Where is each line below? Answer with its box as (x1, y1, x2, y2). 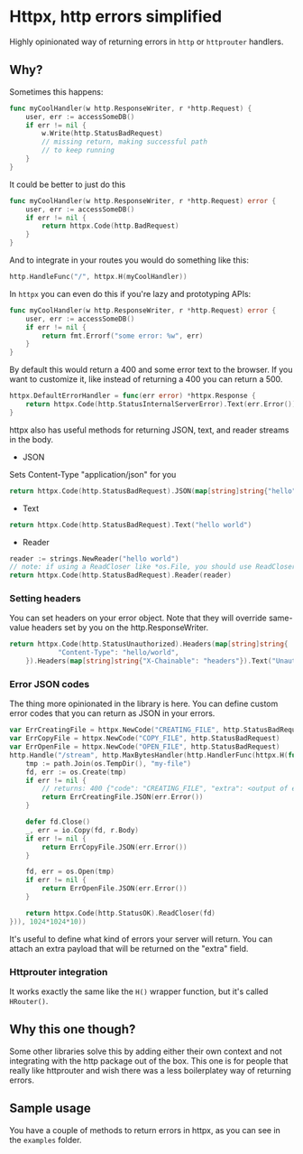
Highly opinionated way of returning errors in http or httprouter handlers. (9, 36, 284, 47)
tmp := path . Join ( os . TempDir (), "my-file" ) (25, 758, 192, 768)
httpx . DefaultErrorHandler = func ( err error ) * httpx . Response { (9, 391, 256, 401)
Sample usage (9, 1101, 92, 1116)
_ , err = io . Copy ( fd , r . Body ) (25, 825, 140, 834)
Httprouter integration (9, 965, 108, 978)
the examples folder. (9, 1134, 82, 1145)
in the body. (9, 433, 54, 444)
